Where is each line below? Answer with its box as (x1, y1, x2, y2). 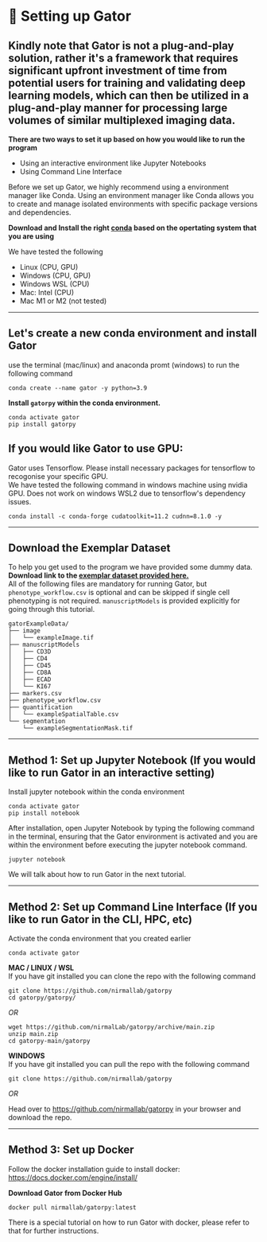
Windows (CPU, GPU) (19, 271, 91, 280)
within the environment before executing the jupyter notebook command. (8, 840, 248, 850)
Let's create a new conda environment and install (8, 326, 257, 341)
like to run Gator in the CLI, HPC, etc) (8, 913, 193, 926)
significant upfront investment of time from (8, 64, 228, 77)
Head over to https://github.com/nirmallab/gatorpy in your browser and (8, 1104, 242, 1114)
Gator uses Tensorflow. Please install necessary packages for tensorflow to (8, 463, 256, 473)
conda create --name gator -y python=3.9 (8, 384, 148, 392)
